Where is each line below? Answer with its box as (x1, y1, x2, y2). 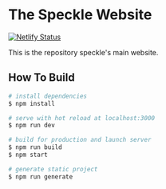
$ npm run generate (8, 172, 73, 181)
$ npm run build (8, 143, 62, 151)
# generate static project (8, 165, 98, 173)
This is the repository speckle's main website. (8, 47, 159, 57)
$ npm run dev (8, 122, 56, 130)
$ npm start (8, 151, 48, 159)
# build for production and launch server (8, 136, 152, 144)
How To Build (8, 70, 75, 85)
